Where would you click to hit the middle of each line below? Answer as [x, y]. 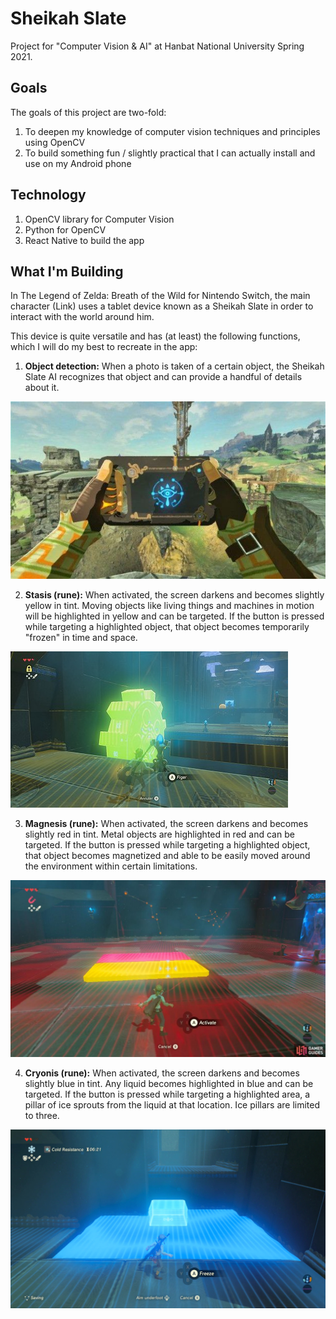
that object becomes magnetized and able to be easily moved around [167, 856]
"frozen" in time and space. [81, 638]
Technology [48, 195]
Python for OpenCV [65, 229]
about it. [42, 388]
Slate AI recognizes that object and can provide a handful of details [163, 377]
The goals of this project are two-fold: [88, 112]
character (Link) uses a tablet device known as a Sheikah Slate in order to [162, 306]
